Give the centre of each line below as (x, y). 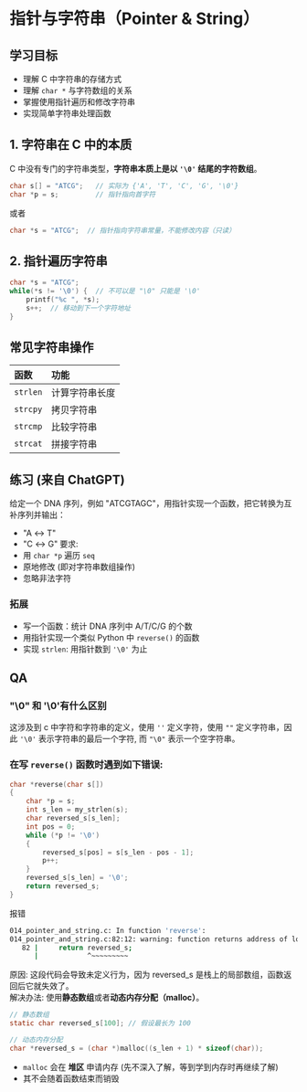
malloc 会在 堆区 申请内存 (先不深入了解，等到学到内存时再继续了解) (150, 1066)
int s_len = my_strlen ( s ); (77, 810)
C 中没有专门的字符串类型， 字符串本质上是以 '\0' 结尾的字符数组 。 (136, 168)
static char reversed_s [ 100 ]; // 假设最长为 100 (101, 1023)
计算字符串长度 (84, 393)
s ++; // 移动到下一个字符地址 (78, 308)
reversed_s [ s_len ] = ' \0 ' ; (77, 878)
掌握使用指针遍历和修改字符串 (79, 102)
